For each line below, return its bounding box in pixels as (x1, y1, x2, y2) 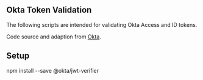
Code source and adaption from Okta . (6, 33, 102, 40)
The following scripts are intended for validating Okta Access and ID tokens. (6, 21, 198, 28)
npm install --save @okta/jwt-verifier (6, 67, 99, 74)
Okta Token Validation (6, 5, 92, 15)
